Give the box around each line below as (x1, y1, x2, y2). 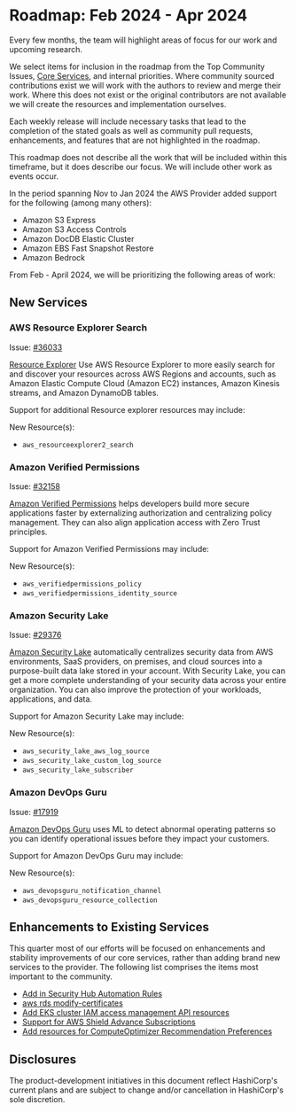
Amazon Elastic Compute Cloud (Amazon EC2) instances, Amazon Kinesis (9, 377, 281, 388)
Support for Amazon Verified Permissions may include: (9, 543, 210, 554)
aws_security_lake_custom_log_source (21, 757, 162, 766)
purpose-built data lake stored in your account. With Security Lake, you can (9, 665, 286, 676)
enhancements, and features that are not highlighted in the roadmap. (9, 135, 261, 145)
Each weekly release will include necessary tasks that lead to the (9, 116, 246, 127)
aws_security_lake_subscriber (21, 766, 135, 775)
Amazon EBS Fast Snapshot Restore (21, 243, 154, 253)
